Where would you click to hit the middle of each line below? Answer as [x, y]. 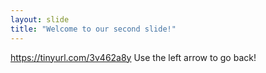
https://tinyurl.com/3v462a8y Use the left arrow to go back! [133, 57]
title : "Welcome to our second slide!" [93, 29]
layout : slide [40, 19]
